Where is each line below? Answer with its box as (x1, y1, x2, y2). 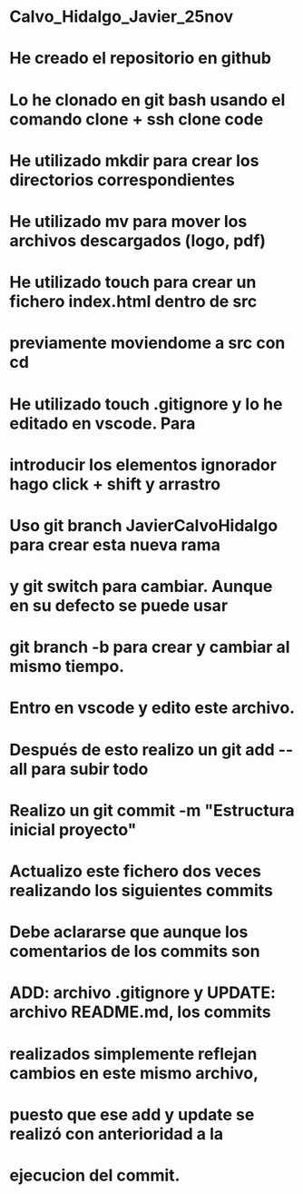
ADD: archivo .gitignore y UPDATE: (9, 982, 277, 1003)
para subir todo (31, 758, 149, 779)
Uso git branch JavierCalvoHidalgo (9, 515, 279, 536)
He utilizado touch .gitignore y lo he (9, 393, 283, 414)
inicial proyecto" (9, 819, 137, 840)
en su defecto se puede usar (9, 596, 229, 617)
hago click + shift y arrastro (9, 474, 220, 494)
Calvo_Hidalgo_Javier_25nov (9, 6, 234, 27)
